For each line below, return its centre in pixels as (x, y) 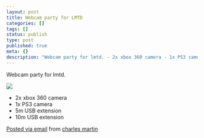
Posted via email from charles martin (52, 129)
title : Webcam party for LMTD (45, 18)
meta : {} (17, 52)
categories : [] (25, 23)
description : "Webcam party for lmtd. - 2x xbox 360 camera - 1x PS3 (96, 57)
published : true (27, 46)
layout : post (23, 12)
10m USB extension (39, 117)
